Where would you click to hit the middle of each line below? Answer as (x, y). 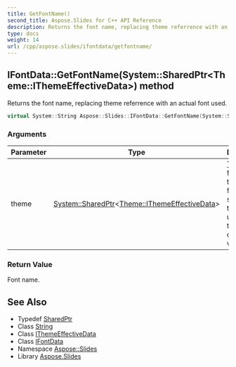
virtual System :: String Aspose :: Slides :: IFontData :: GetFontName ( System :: (118, 116)
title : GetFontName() (39, 14)
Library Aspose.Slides (49, 356)
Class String (35, 326)
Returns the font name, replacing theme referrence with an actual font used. (117, 103)
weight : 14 (23, 40)
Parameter (29, 152)
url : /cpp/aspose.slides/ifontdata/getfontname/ (80, 46)
